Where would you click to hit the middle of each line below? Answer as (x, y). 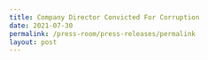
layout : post (33, 42)
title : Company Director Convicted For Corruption (104, 17)
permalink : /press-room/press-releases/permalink (103, 34)
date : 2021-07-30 (41, 26)
